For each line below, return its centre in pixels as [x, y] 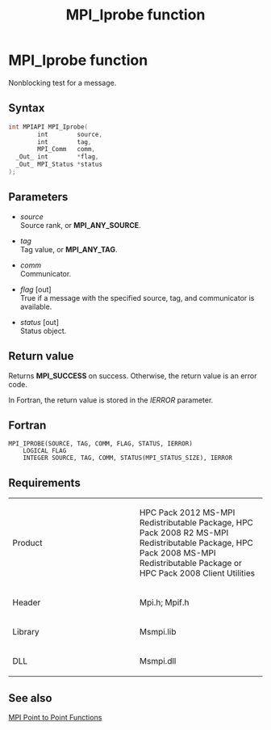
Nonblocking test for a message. [63, 82]
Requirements [44, 483]
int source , [70, 134]
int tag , [65, 142]
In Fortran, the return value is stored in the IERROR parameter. [111, 400]
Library [26, 632]
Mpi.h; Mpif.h [165, 602]
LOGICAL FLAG [45, 451]
